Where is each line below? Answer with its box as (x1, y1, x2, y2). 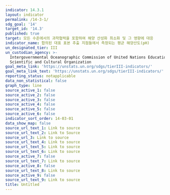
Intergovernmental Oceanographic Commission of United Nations (10, 54, 146, 60)
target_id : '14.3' (5, 26, 44, 31)
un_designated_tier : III (5, 45, 58, 50)
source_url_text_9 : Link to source (5, 177, 80, 183)
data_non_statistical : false (5, 78, 67, 83)
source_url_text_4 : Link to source (5, 140, 80, 145)
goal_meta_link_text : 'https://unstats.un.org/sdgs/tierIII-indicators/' (5, 69, 164, 74)
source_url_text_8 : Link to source (5, 168, 80, 173)
